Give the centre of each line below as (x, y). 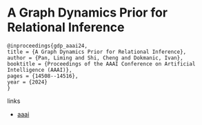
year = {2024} (28, 82)
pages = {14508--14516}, (43, 76)
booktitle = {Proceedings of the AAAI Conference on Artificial (101, 64)
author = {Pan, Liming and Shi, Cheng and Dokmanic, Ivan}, (95, 58)
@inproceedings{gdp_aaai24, (48, 46)
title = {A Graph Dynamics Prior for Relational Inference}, (97, 52)
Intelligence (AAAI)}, (40, 70)
